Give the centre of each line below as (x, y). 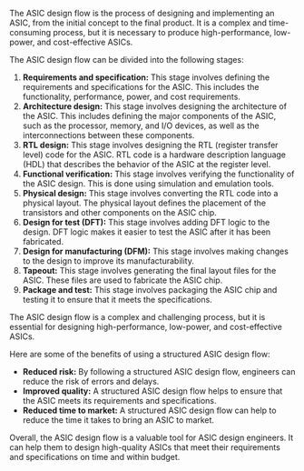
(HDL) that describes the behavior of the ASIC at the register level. (147, 164)
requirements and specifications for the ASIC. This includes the (141, 87)
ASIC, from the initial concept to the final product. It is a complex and (138, 23)
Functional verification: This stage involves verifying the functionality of (158, 174)
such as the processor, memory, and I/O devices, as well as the (141, 125)
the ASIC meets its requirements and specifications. (119, 401)
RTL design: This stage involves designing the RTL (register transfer (150, 145)
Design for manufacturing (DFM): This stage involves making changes (155, 251)
